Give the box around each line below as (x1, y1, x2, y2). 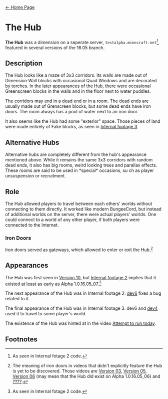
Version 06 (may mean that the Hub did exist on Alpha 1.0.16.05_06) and (12, 373, 160, 379)
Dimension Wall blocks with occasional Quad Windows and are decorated (5, 78, 157, 84)
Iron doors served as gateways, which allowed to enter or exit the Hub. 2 (5, 246, 153, 253)
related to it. (5, 296, 30, 302)
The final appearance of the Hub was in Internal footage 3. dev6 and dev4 (5, 305, 158, 311)
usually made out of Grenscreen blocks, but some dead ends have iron (5, 103, 151, 109)
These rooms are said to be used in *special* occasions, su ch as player (5, 167, 154, 173)
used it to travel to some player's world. (5, 311, 86, 317)
